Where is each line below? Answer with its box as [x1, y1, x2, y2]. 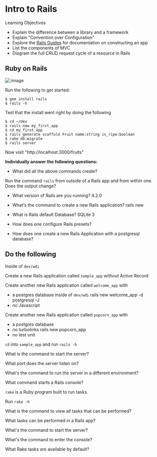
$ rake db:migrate [5, 136, 43, 141]
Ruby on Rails [5, 64, 48, 73]
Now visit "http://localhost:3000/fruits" [5, 149, 84, 155]
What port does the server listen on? [5, 360, 79, 366]
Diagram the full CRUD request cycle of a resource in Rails [12, 50, 131, 56]
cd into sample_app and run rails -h [5, 341, 77, 347]
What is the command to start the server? [5, 351, 89, 357]
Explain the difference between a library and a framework [12, 29, 129, 35]
